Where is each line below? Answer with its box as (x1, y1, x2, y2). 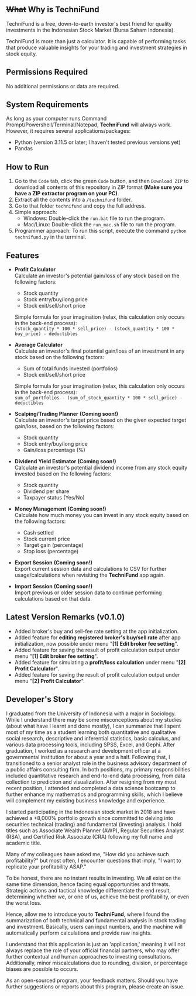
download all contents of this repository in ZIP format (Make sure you (14, 184, 183, 191)
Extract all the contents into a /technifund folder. (14, 196, 132, 204)
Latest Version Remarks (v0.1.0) (6, 612, 125, 622)
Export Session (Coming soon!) (14, 559, 92, 566)
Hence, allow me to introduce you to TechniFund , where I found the (6, 911, 170, 918)
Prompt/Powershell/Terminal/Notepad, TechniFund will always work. (6, 121, 172, 128)
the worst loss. (6, 899, 42, 906)
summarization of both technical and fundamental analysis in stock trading (6, 916, 186, 923)
